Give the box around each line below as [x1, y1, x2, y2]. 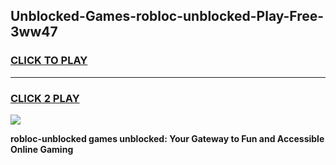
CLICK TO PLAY [10, 54, 88, 68]
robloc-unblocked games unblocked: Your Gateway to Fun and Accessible [10, 132, 325, 144]
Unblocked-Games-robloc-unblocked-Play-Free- [10, 8, 325, 25]
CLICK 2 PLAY [10, 91, 80, 105]
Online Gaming [10, 143, 74, 155]
